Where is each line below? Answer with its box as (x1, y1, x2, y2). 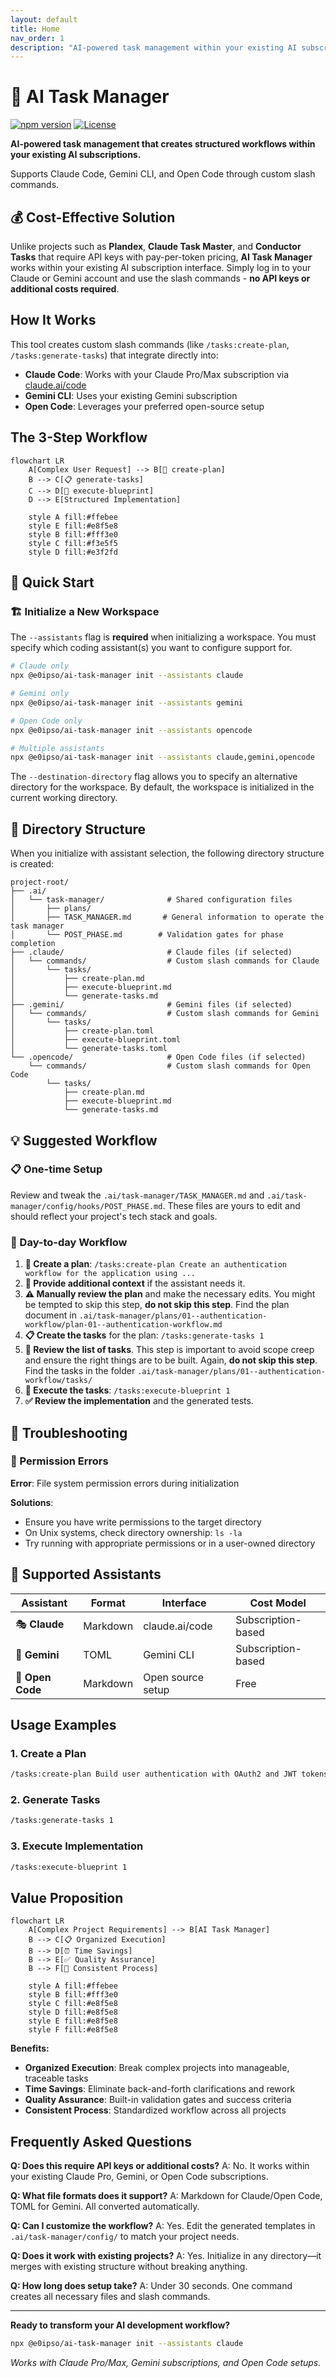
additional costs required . (10, 283, 120, 295)
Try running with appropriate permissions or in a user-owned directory (24, 1537, 316, 1549)
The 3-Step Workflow (10, 429, 148, 446)
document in (24, 1309, 77, 1321)
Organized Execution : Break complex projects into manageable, (24, 2062, 290, 2074)
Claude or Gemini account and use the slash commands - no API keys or (10, 272, 311, 284)
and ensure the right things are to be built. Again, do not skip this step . (24, 1354, 318, 1366)
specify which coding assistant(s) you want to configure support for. (10, 642, 293, 654)
